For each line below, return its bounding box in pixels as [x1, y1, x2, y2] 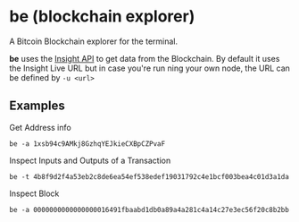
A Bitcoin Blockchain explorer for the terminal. [9, 36, 179, 47]
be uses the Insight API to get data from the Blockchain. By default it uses [9, 53, 280, 64]
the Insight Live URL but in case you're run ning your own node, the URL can [9, 63, 290, 73]
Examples [9, 98, 65, 114]
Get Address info [9, 122, 71, 132]
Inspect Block [9, 188, 60, 199]
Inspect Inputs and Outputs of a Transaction [9, 155, 171, 166]
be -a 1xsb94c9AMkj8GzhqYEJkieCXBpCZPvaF [9, 139, 166, 149]
